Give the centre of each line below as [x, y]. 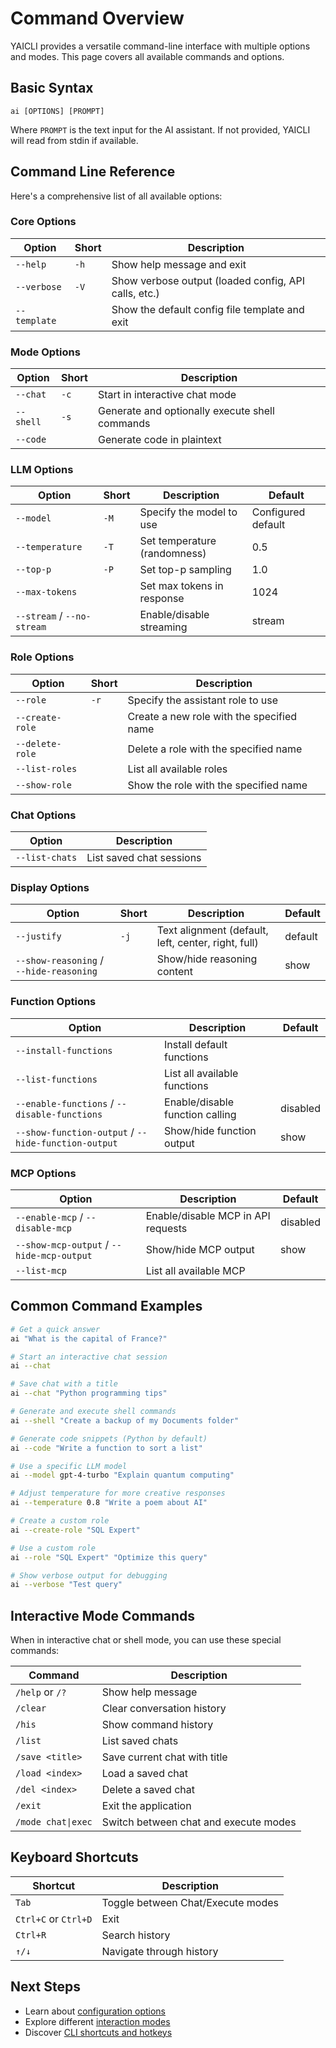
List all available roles [177, 769]
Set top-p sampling [185, 570]
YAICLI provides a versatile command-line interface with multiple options [160, 46]
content [175, 972]
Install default [196, 1044]
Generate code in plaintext [159, 440]
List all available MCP [195, 1270]
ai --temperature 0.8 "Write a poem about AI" [109, 1503]
